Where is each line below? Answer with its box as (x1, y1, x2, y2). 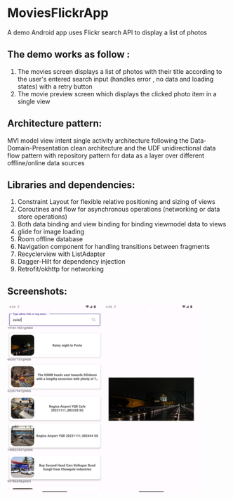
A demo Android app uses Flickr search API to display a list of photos (7, 28, 207, 37)
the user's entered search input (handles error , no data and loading (17, 75, 214, 83)
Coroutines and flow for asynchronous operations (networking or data (17, 205, 220, 214)
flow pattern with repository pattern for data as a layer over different (7, 151, 205, 160)
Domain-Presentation (7, 143, 69, 152)
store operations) (17, 212, 68, 221)
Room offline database (17, 235, 84, 243)
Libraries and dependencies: (7, 179, 135, 191)
